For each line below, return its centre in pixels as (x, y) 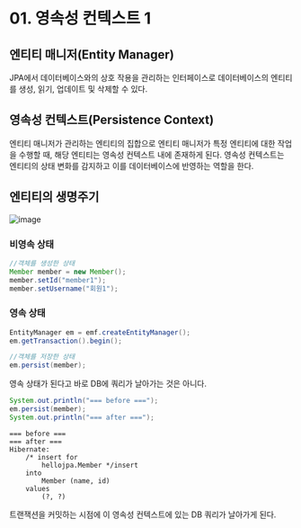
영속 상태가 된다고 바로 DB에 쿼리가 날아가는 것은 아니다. (108, 384)
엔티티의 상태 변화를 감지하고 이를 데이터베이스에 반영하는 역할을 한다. (132, 166)
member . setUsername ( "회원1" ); (64, 289)
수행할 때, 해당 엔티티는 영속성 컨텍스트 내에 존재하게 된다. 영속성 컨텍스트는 (151, 155)
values (38, 488)
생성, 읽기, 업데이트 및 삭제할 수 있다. (83, 89)
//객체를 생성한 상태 (42, 263)
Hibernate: (30, 449)
